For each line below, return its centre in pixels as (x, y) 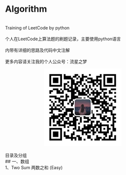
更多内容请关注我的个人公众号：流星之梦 (46, 61)
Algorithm (26, 9)
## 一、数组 (17, 161)
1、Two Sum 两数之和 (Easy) (34, 167)
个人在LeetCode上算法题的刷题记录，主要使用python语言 (63, 39)
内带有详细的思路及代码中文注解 (37, 50)
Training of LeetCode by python (37, 27)
